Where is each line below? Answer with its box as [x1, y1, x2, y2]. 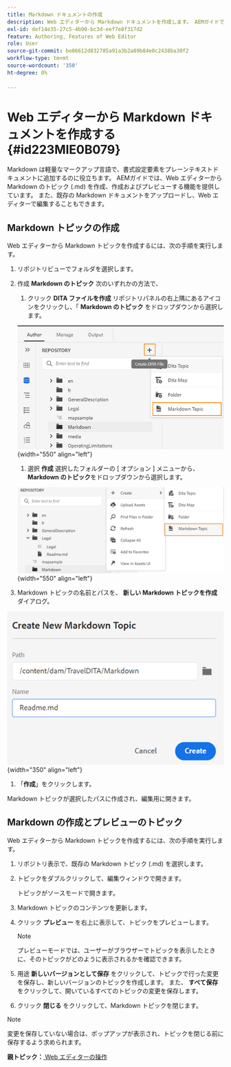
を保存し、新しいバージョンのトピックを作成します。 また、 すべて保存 [16, 978, 219, 986]
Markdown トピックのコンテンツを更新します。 [16, 904, 151, 912]
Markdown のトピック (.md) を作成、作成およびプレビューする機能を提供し [7, 183, 220, 191]
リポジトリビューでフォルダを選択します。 [16, 265, 137, 273]
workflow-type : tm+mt [7, 55, 69, 62]
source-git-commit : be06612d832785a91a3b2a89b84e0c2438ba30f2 [7, 48, 189, 54]
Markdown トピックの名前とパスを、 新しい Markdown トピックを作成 [16, 588, 218, 597]
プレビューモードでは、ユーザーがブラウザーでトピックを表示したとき [16, 946, 216, 955]
